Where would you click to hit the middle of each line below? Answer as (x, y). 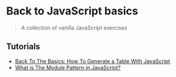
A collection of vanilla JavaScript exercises (74, 28)
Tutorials (23, 47)
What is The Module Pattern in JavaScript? (68, 67)
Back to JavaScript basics (72, 11)
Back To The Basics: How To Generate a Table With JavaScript (93, 61)
